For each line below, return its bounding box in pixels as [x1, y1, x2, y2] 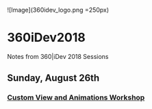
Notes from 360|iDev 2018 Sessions [7, 52, 109, 60]
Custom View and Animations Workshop [7, 93, 145, 102]
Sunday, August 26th [7, 72, 100, 84]
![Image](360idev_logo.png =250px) [7, 6, 110, 14]
